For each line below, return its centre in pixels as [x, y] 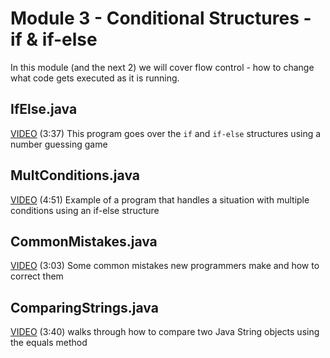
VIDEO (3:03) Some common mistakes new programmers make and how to [165, 266]
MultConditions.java [75, 175]
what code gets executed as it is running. [95, 78]
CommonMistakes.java [84, 241]
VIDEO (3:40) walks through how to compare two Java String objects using [165, 332]
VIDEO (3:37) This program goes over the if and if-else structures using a [166, 133]
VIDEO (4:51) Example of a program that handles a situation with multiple [160, 199]
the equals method [49, 343]
